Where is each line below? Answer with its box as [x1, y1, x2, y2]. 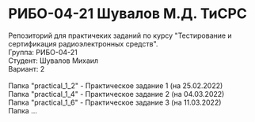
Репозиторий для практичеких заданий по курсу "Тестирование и [8, 31, 232, 40]
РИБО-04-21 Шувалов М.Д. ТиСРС [8, 5, 247, 23]
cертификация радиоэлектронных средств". [8, 39, 158, 48]
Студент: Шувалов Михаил [8, 56, 99, 65]
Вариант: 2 [8, 64, 45, 73]
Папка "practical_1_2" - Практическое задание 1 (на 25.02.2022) [8, 80, 223, 91]
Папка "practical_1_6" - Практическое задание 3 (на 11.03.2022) [8, 98, 222, 107]
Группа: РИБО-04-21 [8, 47, 78, 57]
